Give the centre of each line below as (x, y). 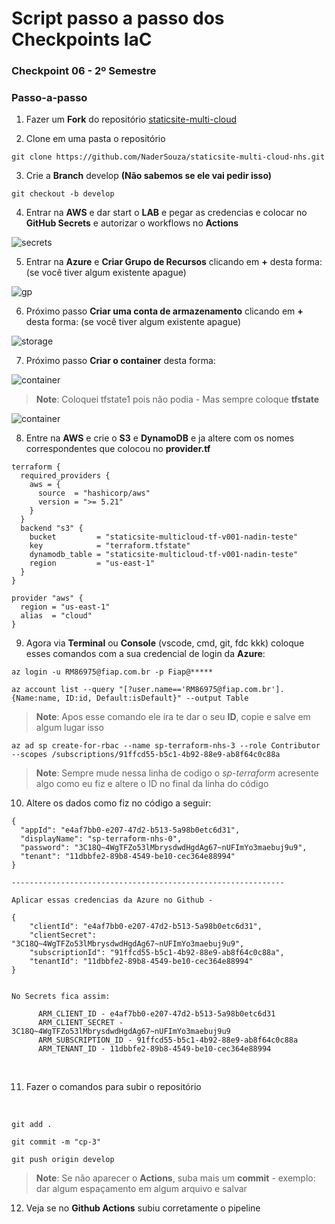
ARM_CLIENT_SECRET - (80, 1023)
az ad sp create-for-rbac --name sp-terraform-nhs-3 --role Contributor (166, 746)
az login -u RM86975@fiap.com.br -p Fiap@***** (112, 672)
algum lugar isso (70, 728)
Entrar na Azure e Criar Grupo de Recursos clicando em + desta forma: (174, 262)
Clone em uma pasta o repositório (95, 139)
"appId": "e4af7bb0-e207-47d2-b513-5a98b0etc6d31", (130, 830)
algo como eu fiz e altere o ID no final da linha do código (152, 784)
